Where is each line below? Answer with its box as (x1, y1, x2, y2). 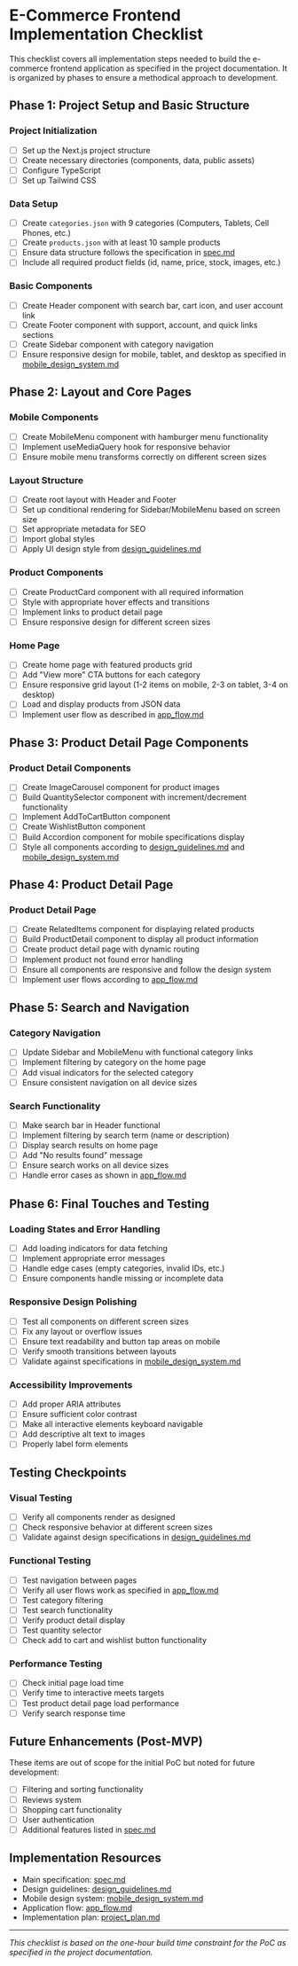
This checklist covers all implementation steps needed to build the (9, 53, 251, 64)
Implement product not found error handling (21, 954, 184, 965)
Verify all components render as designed (21, 1512, 176, 1523)
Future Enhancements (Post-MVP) (9, 1735, 203, 1750)
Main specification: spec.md (21, 1874, 126, 1884)
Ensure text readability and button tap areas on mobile (21, 1335, 221, 1346)
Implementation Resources (9, 1851, 161, 1866)
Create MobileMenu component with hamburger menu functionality (21, 431, 269, 442)
